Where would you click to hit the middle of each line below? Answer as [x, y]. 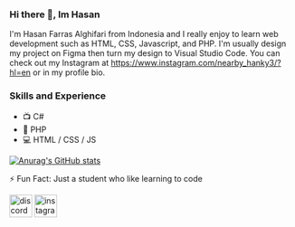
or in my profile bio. [69, 72]
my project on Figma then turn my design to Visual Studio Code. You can [145, 53]
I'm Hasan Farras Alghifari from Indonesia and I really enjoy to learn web [144, 34]
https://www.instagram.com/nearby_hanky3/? [196, 63]
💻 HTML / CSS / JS [59, 139]
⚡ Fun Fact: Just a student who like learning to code [106, 178]
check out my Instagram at [59, 63]
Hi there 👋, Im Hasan [55, 14]
